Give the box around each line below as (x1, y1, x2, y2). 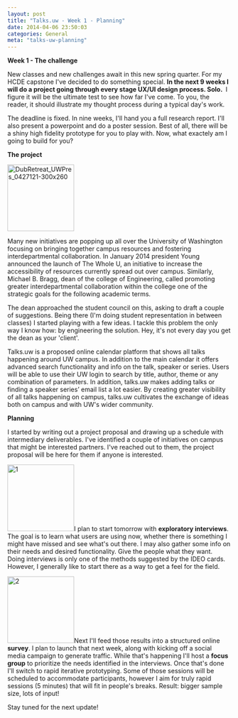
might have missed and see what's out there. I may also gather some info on (7, 540, 231, 548)
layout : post (7, 10, 46, 18)
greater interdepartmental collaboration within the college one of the (7, 282, 208, 291)
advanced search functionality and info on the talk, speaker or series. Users (7, 363, 229, 371)
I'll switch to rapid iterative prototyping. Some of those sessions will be (7, 667, 215, 675)
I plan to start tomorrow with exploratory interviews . (74, 525, 229, 533)
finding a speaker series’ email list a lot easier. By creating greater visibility (7, 385, 226, 394)
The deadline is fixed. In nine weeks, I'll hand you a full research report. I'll (7, 114, 225, 123)
